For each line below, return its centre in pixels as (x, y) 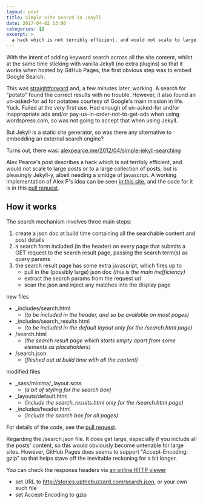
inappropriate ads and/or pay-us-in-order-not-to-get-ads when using (93, 114)
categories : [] (25, 29)
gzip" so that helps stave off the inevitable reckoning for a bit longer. (92, 458)
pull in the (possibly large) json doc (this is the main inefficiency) (105, 272)
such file (26, 488)
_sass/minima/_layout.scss (48, 383)
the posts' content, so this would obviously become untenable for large (95, 445)
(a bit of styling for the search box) (68, 390)
